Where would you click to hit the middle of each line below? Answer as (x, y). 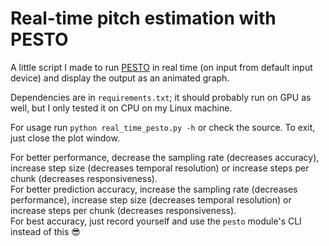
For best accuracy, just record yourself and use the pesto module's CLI (156, 221)
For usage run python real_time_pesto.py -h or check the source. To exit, (163, 127)
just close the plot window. (65, 138)
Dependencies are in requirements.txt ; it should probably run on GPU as (161, 97)
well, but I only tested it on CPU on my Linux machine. (121, 108)
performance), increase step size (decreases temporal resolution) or (151, 199)
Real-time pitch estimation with (143, 18)
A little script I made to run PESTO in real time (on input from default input (161, 67)
